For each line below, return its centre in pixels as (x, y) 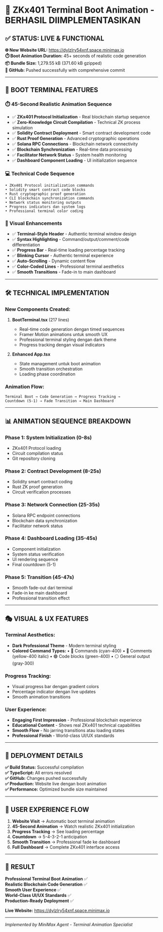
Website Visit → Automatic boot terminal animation (63, 821)
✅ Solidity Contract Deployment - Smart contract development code (81, 133)
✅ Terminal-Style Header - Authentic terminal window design (74, 234)
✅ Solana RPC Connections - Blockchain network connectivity (75, 144)
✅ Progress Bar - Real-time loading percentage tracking (68, 250)
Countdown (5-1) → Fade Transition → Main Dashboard (59, 401)
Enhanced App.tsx (31, 354)
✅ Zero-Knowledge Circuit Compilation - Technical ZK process (76, 122)
